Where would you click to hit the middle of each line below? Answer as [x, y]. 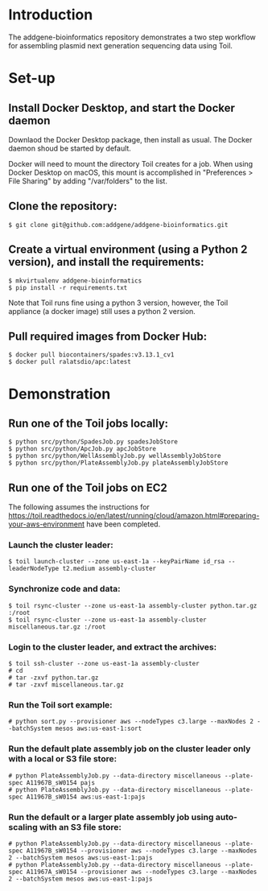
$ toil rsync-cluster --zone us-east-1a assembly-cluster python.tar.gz [133, 605]
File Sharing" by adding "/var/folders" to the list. [88, 181]
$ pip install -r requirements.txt [68, 287]
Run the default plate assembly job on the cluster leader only [130, 749]
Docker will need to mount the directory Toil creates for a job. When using [131, 163]
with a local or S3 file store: [63, 759]
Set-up [32, 78]
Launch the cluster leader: [61, 545]
